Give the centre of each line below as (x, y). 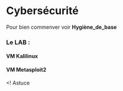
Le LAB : (18, 42)
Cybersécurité (42, 11)
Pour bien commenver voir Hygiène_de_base (61, 27)
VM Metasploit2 (26, 70)
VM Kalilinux (22, 56)
